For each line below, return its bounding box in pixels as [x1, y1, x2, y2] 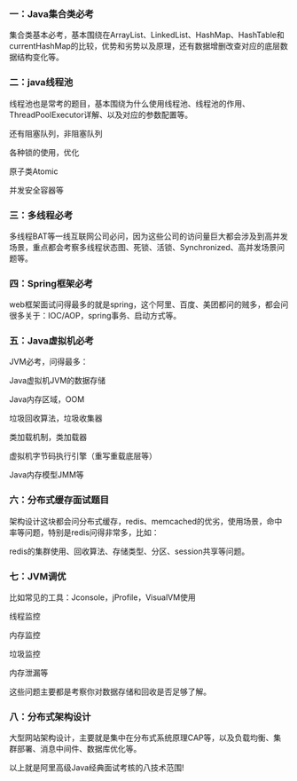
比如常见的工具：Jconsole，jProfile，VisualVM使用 [9, 592, 197, 603]
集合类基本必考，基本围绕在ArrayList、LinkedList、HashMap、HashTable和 [9, 29, 285, 41]
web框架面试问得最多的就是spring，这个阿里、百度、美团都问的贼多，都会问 [9, 299, 289, 310]
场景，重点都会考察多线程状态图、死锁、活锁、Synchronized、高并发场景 [9, 241, 277, 252]
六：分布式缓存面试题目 [9, 494, 109, 507]
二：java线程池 [9, 76, 74, 89]
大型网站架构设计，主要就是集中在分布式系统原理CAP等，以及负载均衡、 [9, 732, 274, 743]
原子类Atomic [9, 166, 59, 177]
